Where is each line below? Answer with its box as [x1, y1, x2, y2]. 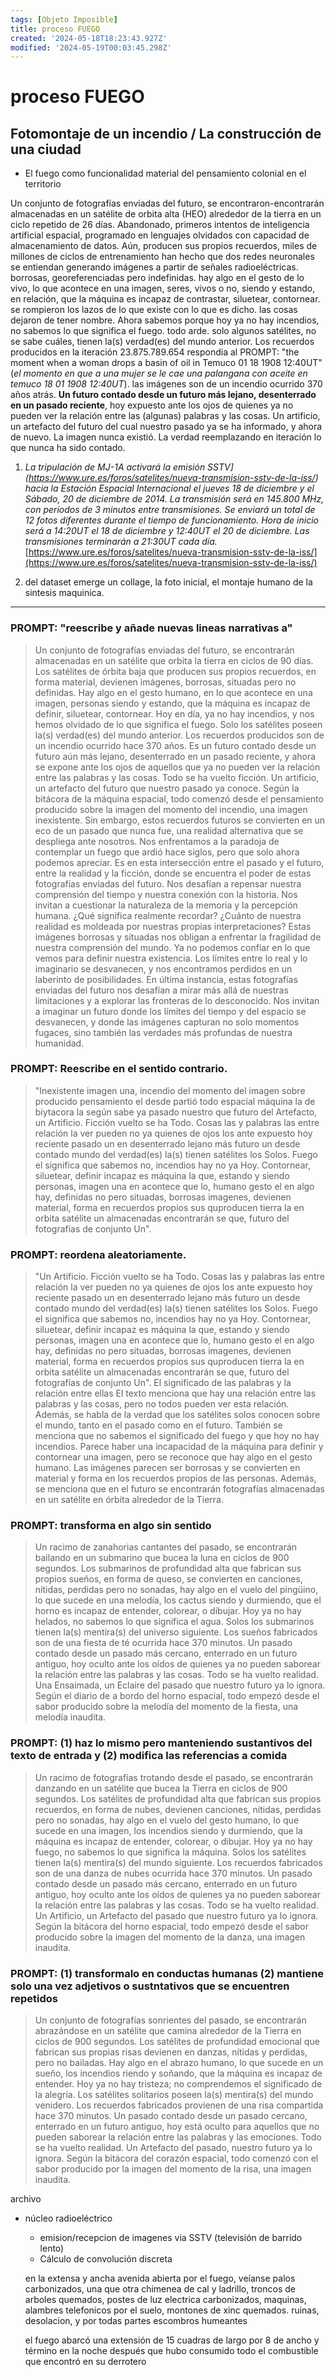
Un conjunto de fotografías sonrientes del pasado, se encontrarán [34, 2014, 307, 2026]
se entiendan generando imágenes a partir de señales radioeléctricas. [10, 261, 299, 273]
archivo [10, 2193, 42, 2205]
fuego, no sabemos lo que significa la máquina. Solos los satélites [34, 1846, 307, 1858]
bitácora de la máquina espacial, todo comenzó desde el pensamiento [34, 792, 324, 805]
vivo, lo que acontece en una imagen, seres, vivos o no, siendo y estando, [10, 282, 316, 295]
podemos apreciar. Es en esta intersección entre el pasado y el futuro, [34, 856, 325, 868]
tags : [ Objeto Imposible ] [10, 14, 118, 25]
